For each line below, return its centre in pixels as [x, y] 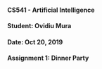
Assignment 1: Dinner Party [48, 58]
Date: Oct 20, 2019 [35, 42]
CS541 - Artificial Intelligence [51, 10]
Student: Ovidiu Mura [39, 26]
